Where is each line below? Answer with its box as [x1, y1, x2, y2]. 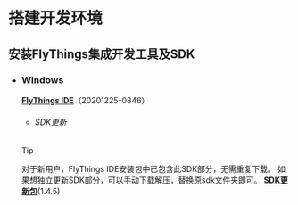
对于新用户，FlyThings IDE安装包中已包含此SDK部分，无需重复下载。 [21, 164, 276, 175]
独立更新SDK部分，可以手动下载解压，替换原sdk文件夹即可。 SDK [37, 175, 281, 185]
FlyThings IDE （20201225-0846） [21, 94, 150, 105]
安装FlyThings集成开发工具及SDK [8, 46, 195, 61]
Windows [21, 73, 64, 86]
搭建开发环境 [8, 8, 103, 29]
